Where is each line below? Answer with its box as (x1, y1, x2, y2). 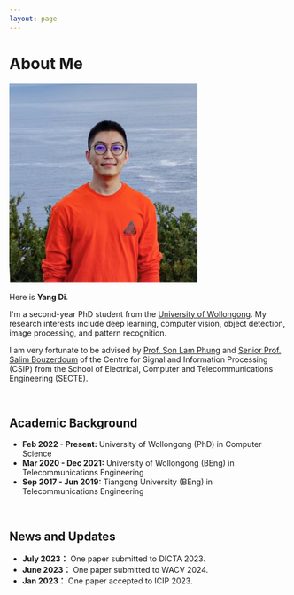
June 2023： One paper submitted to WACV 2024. (21, 565, 209, 576)
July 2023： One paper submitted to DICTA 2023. (21, 553, 206, 564)
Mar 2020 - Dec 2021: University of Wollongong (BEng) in (21, 458, 235, 468)
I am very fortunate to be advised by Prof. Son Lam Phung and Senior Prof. (9, 344, 282, 355)
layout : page (9, 14, 58, 23)
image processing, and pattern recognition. (9, 328, 166, 338)
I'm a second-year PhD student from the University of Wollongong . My (9, 308, 267, 319)
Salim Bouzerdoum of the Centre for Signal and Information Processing (9, 354, 268, 365)
